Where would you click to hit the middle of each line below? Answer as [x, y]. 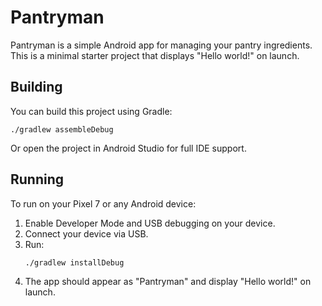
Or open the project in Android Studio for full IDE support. [128, 148]
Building [36, 87]
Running [37, 179]
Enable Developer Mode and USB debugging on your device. [150, 223]
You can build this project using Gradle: [91, 111]
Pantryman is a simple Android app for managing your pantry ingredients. [161, 45]
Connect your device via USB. [86, 233]
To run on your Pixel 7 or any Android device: [103, 203]
